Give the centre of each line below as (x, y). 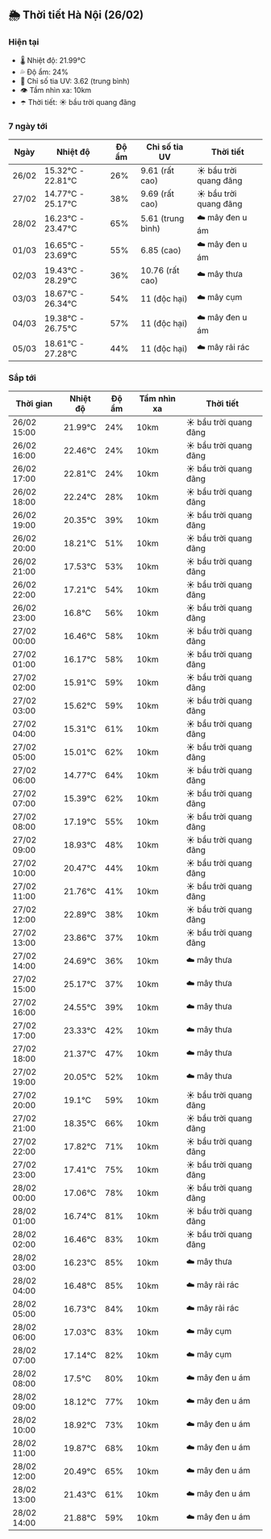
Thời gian (34, 404)
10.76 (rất (160, 270)
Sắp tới (22, 378)
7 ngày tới (28, 126)
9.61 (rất (158, 170)
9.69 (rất (158, 194)
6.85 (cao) (161, 250)
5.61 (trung (163, 219)
